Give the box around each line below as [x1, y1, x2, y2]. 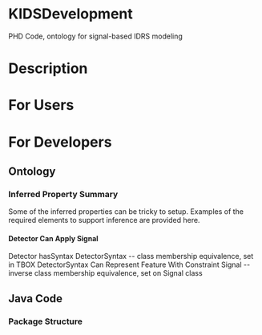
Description [8, 59, 88, 78]
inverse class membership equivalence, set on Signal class [8, 268, 203, 278]
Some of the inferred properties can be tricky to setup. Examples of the [8, 207, 244, 216]
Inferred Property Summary [8, 188, 119, 200]
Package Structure [8, 316, 83, 327]
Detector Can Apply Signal [8, 233, 99, 243]
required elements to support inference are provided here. [8, 216, 200, 225]
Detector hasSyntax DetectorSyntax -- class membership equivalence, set [8, 252, 254, 261]
